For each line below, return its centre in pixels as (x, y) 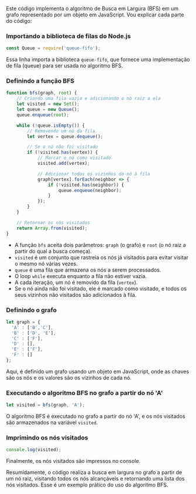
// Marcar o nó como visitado (74, 158)
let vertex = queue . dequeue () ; (65, 136)
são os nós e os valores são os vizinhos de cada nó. (69, 377)
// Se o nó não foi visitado (63, 147)
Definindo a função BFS (40, 81)
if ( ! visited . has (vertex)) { (63, 153)
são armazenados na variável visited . (52, 422)
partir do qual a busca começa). (53, 251)
